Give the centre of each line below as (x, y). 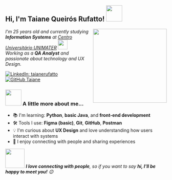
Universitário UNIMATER (31, 47)
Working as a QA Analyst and (37, 53)
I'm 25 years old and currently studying (47, 31)
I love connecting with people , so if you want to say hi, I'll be (91, 166)
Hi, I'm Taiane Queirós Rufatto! (55, 19)
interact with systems (35, 136)
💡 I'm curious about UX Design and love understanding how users (82, 130)
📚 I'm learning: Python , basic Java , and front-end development (81, 115)
